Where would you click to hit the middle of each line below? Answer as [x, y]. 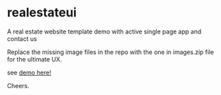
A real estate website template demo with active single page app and [104, 31]
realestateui [42, 13]
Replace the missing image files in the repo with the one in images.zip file [110, 52]
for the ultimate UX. [35, 59]
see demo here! [29, 72]
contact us [22, 38]
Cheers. [18, 85]
